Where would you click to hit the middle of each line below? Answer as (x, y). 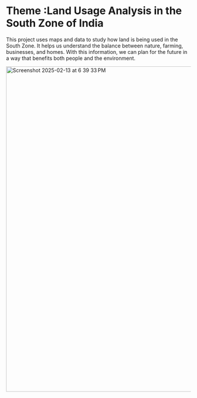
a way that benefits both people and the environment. (71, 58)
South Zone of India (55, 23)
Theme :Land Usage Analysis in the (94, 11)
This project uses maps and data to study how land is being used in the (92, 39)
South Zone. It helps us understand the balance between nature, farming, (95, 46)
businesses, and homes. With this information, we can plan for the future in (97, 52)
